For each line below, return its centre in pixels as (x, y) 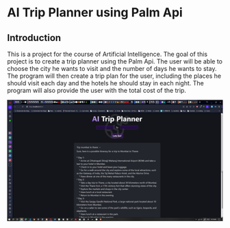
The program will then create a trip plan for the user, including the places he (114, 76)
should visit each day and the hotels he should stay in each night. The (105, 83)
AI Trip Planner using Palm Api (95, 13)
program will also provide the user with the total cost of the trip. (97, 90)
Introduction (34, 38)
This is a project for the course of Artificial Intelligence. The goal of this (107, 54)
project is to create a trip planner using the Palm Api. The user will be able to (115, 61)
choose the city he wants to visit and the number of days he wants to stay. (112, 69)
